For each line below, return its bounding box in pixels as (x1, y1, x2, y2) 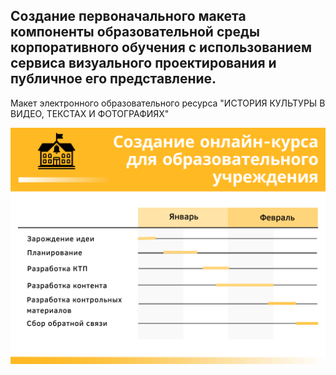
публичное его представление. (10, 70, 217, 88)
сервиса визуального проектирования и (10, 55, 277, 72)
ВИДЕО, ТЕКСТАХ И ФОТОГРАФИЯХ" (10, 107, 170, 119)
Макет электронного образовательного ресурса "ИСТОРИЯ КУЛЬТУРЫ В (10, 97, 326, 109)
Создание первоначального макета (10, 8, 247, 25)
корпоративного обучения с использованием (10, 39, 313, 56)
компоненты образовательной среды (10, 24, 260, 41)
